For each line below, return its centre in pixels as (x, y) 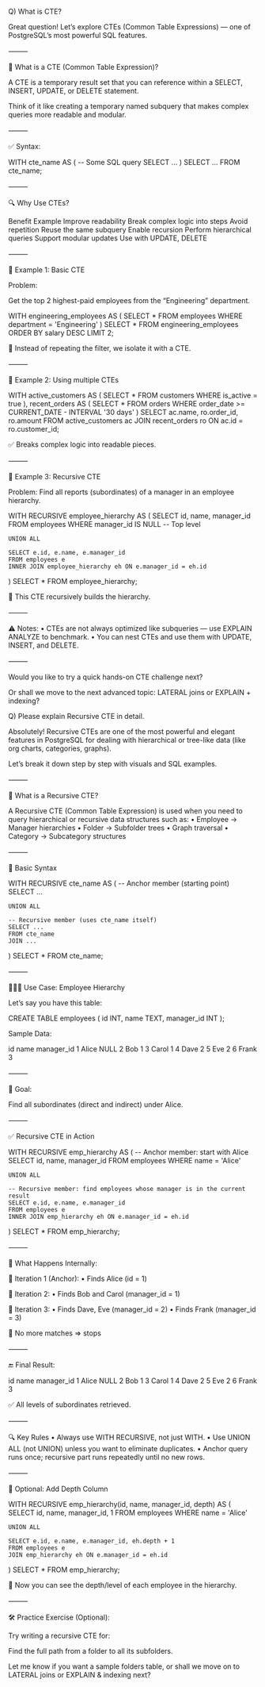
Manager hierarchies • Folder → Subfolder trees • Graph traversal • (119, 828)
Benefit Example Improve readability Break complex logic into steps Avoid (128, 221)
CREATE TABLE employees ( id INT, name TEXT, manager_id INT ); (117, 1018)
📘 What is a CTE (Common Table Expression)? (83, 67)
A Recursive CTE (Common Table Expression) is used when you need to (126, 811)
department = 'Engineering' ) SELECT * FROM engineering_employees (123, 324)
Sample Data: (30, 1034)
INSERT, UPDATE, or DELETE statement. (74, 91)
